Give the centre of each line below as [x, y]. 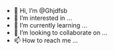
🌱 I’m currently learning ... [50, 25]
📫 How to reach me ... [46, 40]
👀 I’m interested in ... [43, 18]
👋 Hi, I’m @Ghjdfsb [40, 11]
